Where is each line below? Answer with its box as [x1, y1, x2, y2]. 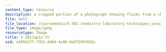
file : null [5, 16, 28, 21]
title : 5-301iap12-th [5, 35, 50, 40]
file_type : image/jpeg [5, 26, 52, 31]
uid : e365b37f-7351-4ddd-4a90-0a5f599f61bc [5, 40, 96, 45]
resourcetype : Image [5, 30, 48, 35]
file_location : [5, 21, 37, 26]
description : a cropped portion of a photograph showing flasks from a [5, 12, 156, 17]
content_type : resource [5, 7, 54, 12]
